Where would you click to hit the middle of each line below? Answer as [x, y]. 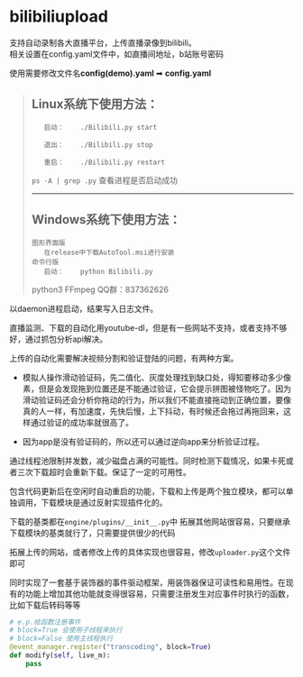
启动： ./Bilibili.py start [101, 127]
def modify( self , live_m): [60, 655]
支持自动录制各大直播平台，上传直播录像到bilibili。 [103, 42]
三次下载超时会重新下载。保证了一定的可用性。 [104, 471]
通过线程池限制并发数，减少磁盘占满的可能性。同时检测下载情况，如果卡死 [147, 461]
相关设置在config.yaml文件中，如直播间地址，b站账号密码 [116, 54]
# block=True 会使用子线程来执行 [66, 630]
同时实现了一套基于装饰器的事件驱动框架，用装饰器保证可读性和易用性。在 [147, 582]
